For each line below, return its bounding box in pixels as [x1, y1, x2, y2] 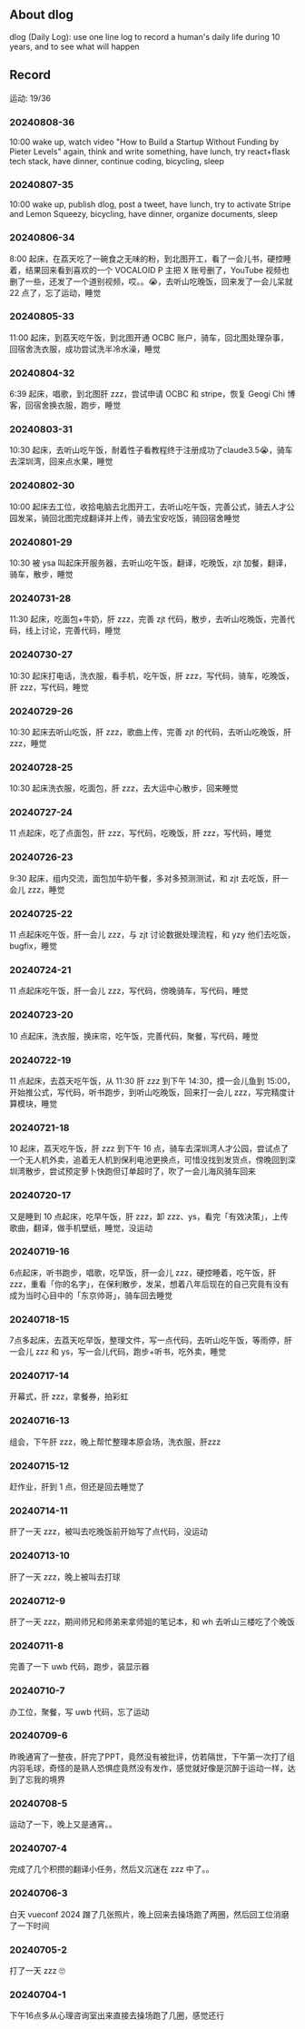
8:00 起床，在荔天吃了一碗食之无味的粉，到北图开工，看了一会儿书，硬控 [9, 253, 284, 264]
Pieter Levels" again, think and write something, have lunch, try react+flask [9, 145, 290, 157]
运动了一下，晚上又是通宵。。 [9, 1819, 117, 1830]
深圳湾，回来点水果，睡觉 [16, 456, 113, 467]
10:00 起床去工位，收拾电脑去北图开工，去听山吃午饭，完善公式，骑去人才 [9, 501, 288, 512]
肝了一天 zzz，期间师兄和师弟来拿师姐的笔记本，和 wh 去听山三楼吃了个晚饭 [9, 1616, 295, 1627]
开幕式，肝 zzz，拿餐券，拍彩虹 [9, 1391, 129, 1402]
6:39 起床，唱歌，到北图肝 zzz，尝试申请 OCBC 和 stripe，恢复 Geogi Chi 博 [9, 389, 296, 399]
